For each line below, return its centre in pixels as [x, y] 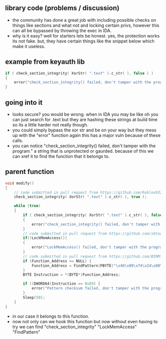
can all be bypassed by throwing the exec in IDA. [62, 30]
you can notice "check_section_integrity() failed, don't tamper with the [84, 146]
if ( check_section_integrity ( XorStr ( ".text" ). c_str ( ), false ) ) [79, 73]
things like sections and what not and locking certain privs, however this [86, 25]
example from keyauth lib [45, 62]
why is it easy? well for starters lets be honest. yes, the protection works [86, 36]
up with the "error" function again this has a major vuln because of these [86, 135]
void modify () [20, 183]
